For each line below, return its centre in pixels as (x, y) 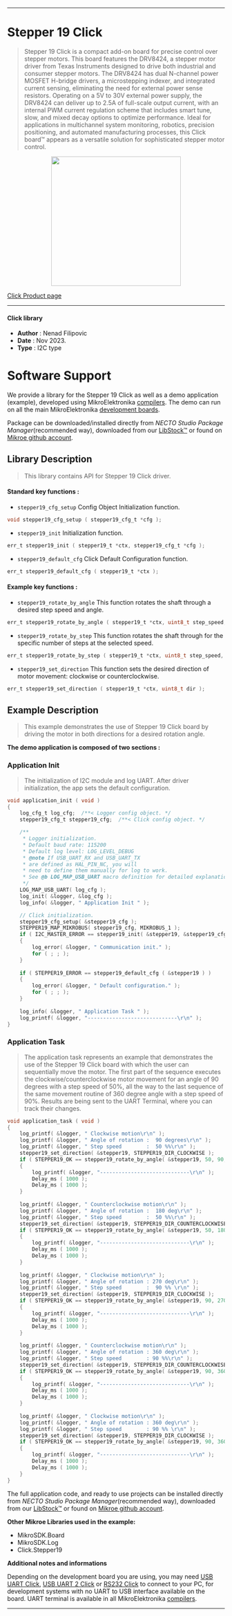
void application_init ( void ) (54, 800)
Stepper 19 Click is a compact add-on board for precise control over (121, 51)
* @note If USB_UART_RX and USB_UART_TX (81, 858)
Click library (25, 318)
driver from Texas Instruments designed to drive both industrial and (120, 66)
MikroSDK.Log (38, 1542)
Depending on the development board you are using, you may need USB (110, 1576)
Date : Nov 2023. (42, 341)
